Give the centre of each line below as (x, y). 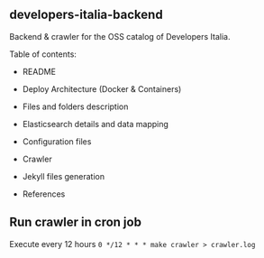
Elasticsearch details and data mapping (96, 124)
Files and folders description (75, 106)
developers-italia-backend (86, 15)
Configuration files (57, 141)
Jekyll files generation (64, 176)
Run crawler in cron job (76, 222)
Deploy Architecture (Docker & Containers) (102, 88)
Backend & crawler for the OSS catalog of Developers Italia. (120, 36)
